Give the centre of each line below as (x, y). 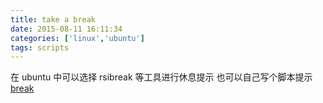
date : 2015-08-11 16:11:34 (66, 29)
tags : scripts (40, 47)
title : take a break (53, 19)
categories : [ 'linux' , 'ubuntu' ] (77, 38)
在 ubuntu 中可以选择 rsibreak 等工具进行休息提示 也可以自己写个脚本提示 (161, 77)
